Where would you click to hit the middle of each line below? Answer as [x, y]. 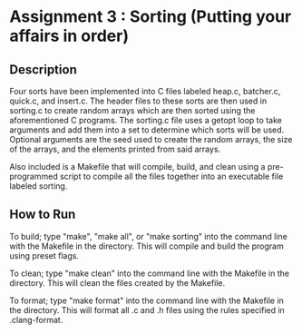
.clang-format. [36, 319]
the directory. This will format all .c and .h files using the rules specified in [147, 309]
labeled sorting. [39, 186]
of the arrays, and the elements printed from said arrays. [115, 149]
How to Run [43, 215]
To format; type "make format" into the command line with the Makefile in [146, 300]
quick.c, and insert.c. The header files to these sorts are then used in [138, 101]
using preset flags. [44, 255]
